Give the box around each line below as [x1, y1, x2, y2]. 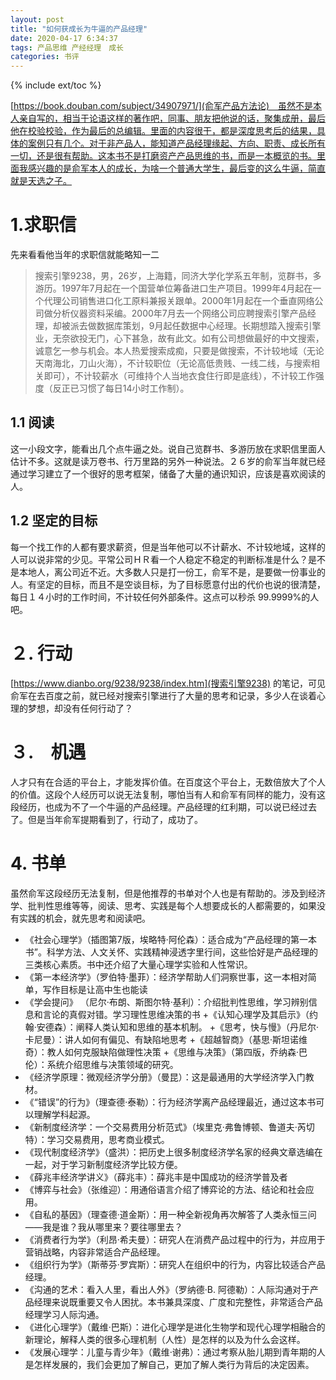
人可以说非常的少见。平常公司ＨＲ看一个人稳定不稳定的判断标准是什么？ [10, 553, 308, 565]
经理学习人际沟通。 [24, 1308, 105, 1320]
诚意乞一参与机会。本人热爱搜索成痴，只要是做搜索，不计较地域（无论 [34, 345, 325, 357]
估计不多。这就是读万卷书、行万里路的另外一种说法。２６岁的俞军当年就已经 [10, 455, 326, 467]
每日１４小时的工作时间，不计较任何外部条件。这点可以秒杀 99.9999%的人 [10, 591, 320, 603]
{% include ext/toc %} [10, 79, 102, 91]
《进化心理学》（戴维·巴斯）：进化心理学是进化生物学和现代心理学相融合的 [24, 1321, 326, 1333]
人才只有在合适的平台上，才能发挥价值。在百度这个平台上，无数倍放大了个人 [10, 776, 326, 788]
